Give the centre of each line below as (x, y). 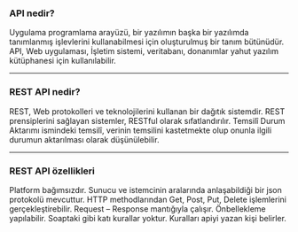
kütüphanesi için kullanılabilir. (63, 61)
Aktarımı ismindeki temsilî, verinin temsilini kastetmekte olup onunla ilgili (141, 130)
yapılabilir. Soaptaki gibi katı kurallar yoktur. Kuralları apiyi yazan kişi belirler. (148, 218)
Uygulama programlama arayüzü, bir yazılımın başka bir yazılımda (129, 33)
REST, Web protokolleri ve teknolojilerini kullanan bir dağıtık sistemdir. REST (147, 111)
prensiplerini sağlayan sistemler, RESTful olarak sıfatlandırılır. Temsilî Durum (147, 120)
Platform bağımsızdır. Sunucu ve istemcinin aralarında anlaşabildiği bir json (145, 189)
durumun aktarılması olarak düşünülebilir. (84, 139)
